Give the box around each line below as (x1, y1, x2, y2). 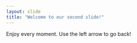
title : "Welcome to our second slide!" (6, 14, 105, 20)
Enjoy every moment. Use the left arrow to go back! (6, 30, 132, 37)
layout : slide (6, 8, 41, 15)
